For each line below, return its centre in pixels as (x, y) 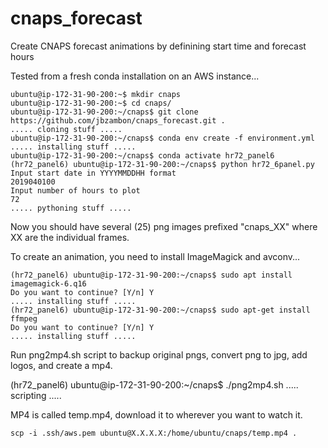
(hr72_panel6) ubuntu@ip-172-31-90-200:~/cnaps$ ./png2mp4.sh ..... (154, 384)
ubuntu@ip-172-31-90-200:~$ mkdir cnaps (96, 94)
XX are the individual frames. (70, 237)
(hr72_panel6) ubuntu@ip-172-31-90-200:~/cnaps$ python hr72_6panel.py (162, 164)
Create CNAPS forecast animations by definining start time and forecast (158, 46)
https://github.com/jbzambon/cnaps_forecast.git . (118, 120)
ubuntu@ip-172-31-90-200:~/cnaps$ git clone (104, 112)
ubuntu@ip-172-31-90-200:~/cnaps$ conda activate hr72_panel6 (142, 155)
